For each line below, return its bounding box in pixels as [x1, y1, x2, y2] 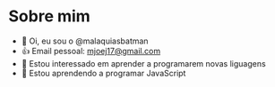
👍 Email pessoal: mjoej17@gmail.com [21, 45, 161, 56]
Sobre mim [8, 6, 90, 27]
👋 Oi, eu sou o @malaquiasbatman [21, 36, 149, 46]
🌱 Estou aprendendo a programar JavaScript [21, 67, 186, 78]
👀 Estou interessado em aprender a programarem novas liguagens [21, 58, 266, 68]
